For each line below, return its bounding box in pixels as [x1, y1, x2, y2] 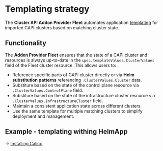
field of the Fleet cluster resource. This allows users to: [5, 62, 116, 68]
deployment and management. [12, 113, 75, 119]
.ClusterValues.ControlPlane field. [12, 87, 83, 93]
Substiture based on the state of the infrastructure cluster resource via [12, 92, 155, 98]
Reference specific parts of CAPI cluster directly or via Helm [12, 72, 135, 78]
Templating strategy [5, 3, 90, 15]
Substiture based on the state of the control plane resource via [12, 82, 139, 88]
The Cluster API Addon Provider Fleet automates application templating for [5, 20, 158, 25]
